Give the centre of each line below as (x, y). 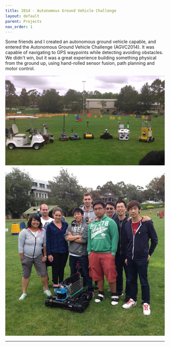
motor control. (20, 69)
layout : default (22, 16)
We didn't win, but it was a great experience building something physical (81, 58)
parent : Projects (24, 21)
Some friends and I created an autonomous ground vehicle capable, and (81, 42)
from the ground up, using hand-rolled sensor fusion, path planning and (80, 63)
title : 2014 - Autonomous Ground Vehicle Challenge (61, 11)
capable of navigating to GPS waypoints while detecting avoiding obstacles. (84, 53)
